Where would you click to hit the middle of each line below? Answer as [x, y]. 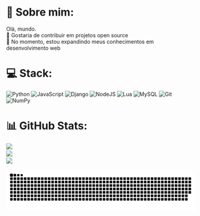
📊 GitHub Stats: [47, 126]
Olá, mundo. [21, 29]
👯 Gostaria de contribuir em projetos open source [67, 35]
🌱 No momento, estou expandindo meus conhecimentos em [80, 41]
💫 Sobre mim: [40, 12]
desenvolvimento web [34, 48]
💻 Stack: [29, 73]
